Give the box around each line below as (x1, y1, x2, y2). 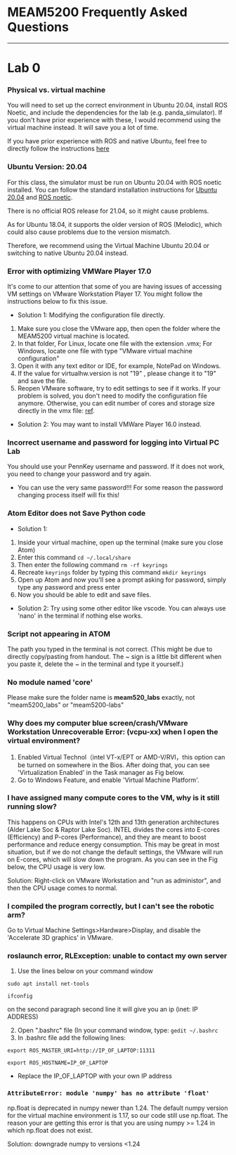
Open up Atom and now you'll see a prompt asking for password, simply (17, 575, 227, 584)
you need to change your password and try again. (7, 470, 152, 478)
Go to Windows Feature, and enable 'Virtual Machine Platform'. (17, 776, 199, 784)
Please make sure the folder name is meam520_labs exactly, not (7, 693, 195, 702)
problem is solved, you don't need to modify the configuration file (17, 391, 207, 400)
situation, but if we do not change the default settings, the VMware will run (7, 847, 223, 856)
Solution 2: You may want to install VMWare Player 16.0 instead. (17, 420, 202, 429)
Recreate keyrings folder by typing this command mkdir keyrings (17, 568, 207, 576)
